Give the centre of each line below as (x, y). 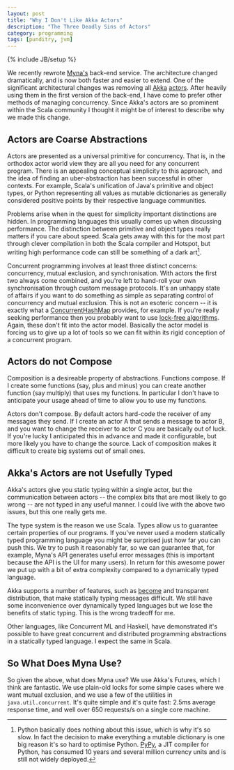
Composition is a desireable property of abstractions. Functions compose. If (116, 378)
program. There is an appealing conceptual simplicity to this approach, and (115, 171)
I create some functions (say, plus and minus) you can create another (107, 386)
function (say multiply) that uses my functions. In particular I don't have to (113, 393)
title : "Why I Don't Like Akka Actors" (65, 20)
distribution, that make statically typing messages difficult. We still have (110, 598)
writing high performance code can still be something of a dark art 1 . (104, 252)
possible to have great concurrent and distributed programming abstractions (117, 634)
